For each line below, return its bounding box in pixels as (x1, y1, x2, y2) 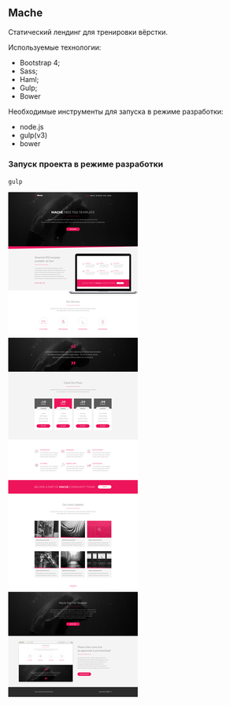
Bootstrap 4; (19, 58, 61, 67)
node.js (19, 122, 45, 131)
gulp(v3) (19, 130, 48, 140)
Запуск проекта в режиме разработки (8, 158, 164, 169)
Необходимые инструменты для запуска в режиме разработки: (8, 107, 224, 116)
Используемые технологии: (8, 43, 102, 52)
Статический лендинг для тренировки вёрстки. (8, 27, 168, 36)
